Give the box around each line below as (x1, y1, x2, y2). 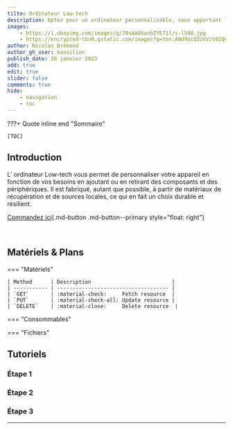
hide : (7, 87, 23, 94)
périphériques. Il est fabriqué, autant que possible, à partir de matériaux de (7, 184, 222, 193)
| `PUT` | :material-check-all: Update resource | (7, 296, 175, 304)
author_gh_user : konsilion (7, 49, 85, 56)
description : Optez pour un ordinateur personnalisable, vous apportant (7, 17, 222, 24)
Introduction (7, 152, 62, 164)
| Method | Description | (7, 278, 175, 285)
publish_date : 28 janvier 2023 (7, 55, 98, 62)
